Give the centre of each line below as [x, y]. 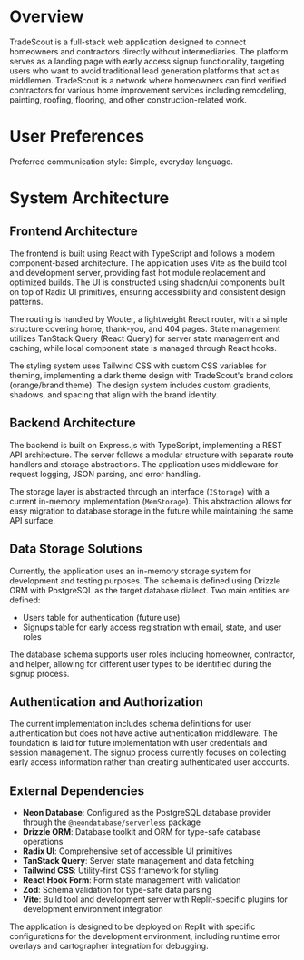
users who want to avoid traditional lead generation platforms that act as [145, 71]
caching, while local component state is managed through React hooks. [143, 348]
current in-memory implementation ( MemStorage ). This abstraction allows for [151, 501]
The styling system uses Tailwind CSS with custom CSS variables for [138, 366]
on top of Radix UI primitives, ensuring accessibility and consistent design [147, 291]
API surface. [33, 520]
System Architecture [89, 198]
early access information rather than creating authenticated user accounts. [150, 762]
